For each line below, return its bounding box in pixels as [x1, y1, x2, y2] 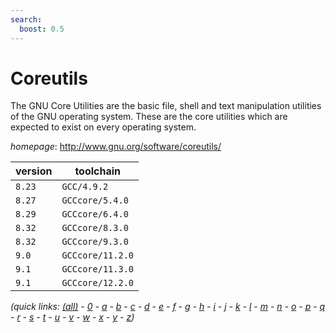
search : [10, 14, 43, 25]
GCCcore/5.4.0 [61, 195, 129, 206]
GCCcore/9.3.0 [61, 236, 129, 248]
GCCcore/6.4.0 [61, 209, 129, 220]
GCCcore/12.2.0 [61, 277, 134, 289]
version [15, 164, 53, 178]
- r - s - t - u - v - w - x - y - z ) [10, 311, 135, 323]
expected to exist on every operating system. [10, 121, 197, 133]
